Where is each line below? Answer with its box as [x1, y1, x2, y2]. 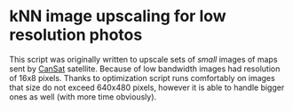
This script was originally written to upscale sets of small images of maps [9, 54, 278, 64]
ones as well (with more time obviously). [9, 91, 157, 102]
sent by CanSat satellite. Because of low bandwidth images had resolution [9, 63, 281, 74]
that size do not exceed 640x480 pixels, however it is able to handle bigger [9, 82, 285, 92]
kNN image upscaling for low [9, 6, 226, 26]
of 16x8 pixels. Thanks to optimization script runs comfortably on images [9, 72, 275, 83]
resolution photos [9, 25, 143, 45]
